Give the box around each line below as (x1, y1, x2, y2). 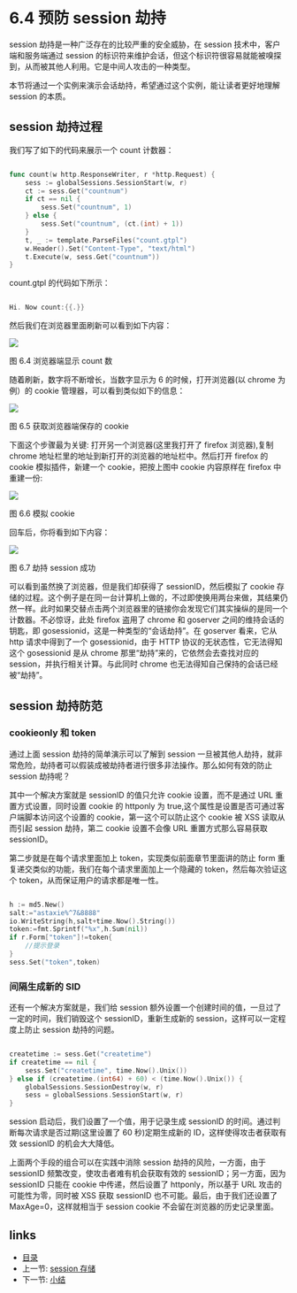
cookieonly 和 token (9, 727, 97, 739)
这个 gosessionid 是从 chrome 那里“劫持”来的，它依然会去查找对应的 (9, 648, 259, 658)
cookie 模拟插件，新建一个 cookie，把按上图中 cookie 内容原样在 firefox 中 (9, 462, 281, 473)
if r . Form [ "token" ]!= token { (9, 933, 113, 943)
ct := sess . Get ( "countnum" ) (25, 187, 128, 196)
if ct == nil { (25, 195, 81, 204)
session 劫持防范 (9, 698, 103, 713)
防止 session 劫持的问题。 (24, 1024, 119, 1035)
